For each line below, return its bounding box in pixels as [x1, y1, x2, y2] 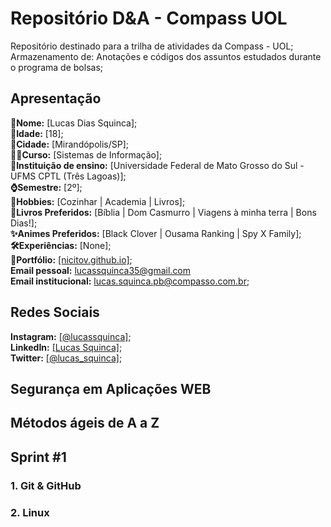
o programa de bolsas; [10, 61, 104, 73]
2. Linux [10, 505, 50, 519]
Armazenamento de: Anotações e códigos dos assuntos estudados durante [10, 50, 322, 62]
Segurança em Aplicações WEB [10, 380, 212, 397]
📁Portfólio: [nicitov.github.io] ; [10, 253, 133, 266]
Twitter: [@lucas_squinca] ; [10, 352, 123, 364]
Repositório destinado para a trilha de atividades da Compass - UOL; [10, 40, 294, 52]
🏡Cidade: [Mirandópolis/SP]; [10, 138, 130, 150]
